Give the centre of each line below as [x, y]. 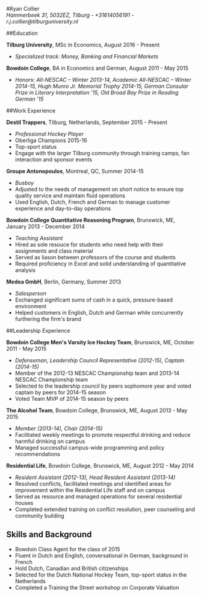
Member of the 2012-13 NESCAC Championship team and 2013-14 [97, 373]
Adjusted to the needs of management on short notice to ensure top [99, 189]
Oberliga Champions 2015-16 [51, 140]
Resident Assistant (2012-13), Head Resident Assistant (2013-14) [95, 477]
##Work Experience [31, 110]
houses [24, 503]
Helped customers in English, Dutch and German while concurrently [99, 313]
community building [39, 516]
